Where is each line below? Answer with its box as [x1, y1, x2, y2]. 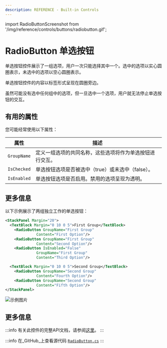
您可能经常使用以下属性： [5, 127, 58, 133]
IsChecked [7, 167, 31, 172]
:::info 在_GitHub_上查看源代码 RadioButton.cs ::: [5, 338, 104, 344]
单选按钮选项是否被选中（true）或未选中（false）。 [35, 166, 154, 173]
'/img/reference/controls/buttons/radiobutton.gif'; [5, 26, 107, 32]
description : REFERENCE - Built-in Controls [5, 7, 99, 12]
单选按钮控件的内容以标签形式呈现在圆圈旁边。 [5, 79, 101, 85]
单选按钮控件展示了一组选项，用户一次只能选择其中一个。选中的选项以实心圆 [5, 63, 162, 69]
